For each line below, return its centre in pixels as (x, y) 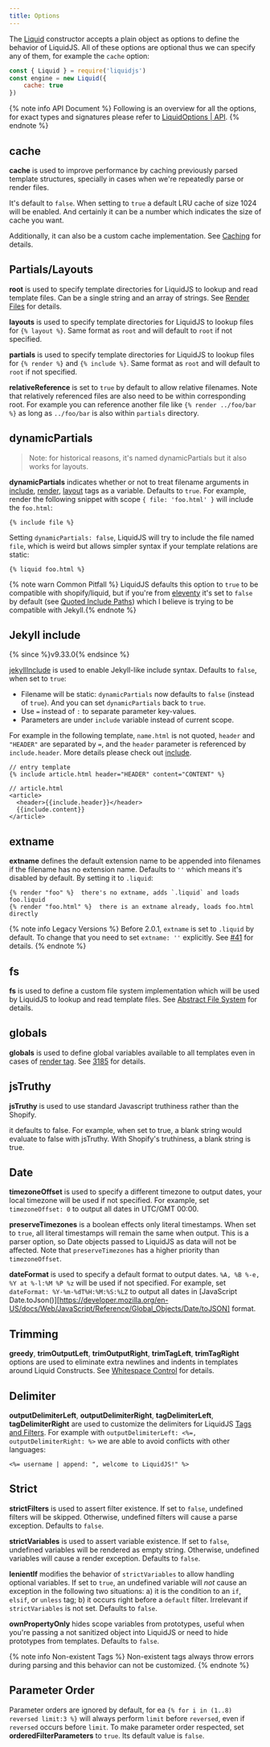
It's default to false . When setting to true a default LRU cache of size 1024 (133, 203)
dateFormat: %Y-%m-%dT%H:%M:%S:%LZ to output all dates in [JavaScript (123, 1292)
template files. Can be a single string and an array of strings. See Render (129, 297)
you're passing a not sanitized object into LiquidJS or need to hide (119, 1632)
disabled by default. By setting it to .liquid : (81, 878)
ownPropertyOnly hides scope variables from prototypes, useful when (127, 1624)
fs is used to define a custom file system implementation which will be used (135, 991)
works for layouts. (59, 466)
